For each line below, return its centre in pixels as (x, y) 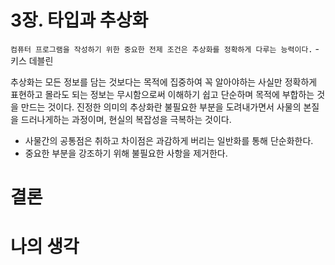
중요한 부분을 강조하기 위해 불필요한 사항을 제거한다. (126, 153)
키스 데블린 (32, 60)
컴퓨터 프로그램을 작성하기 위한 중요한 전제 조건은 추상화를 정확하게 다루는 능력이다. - (165, 48)
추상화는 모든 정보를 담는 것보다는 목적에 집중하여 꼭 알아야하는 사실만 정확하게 (164, 82)
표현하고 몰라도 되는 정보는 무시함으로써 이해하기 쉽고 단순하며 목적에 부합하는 (162, 94)
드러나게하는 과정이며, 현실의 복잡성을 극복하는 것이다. (126, 119)
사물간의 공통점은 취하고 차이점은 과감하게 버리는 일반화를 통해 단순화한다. (169, 140)
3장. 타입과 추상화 (79, 20)
